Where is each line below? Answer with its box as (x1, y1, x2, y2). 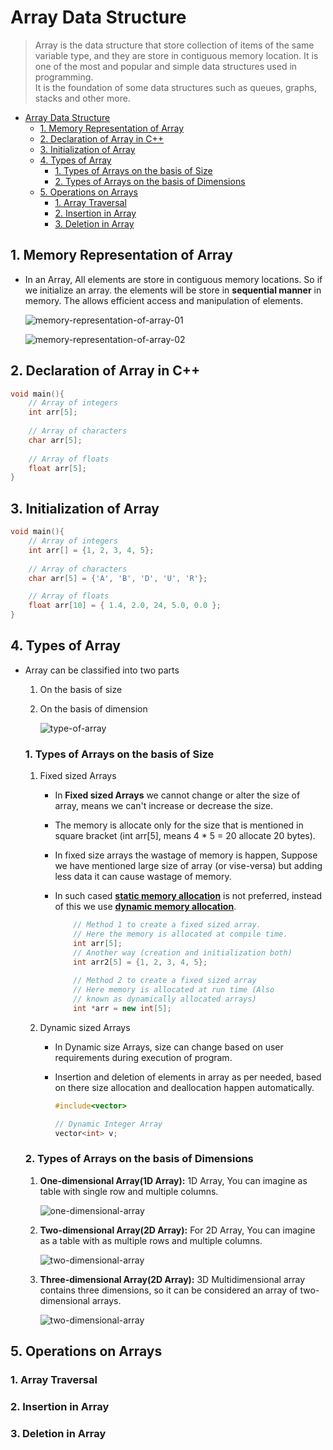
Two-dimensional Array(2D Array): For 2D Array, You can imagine (39, 1224, 316, 1236)
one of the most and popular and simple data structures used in (34, 60, 298, 72)
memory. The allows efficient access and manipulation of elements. (24, 294, 303, 306)
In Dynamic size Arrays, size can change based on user (54, 1041, 284, 1053)
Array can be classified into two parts (24, 664, 180, 676)
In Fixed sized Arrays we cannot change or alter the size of (54, 789, 301, 801)
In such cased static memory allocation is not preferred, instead (54, 890, 323, 902)
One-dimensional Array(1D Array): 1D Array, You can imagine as (39, 1174, 308, 1186)
